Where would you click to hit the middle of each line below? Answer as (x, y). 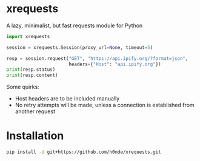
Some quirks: (23, 87)
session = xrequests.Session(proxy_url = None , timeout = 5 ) (80, 47)
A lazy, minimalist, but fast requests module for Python (75, 25)
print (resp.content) (32, 75)
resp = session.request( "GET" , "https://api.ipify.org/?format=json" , (97, 58)
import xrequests (28, 36)
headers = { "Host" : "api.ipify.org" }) (115, 64)
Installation (35, 136)
